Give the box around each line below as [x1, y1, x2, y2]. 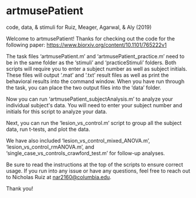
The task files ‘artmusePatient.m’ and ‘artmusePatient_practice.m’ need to [6, 52, 185, 60]
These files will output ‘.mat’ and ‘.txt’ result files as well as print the [6, 71, 169, 78]
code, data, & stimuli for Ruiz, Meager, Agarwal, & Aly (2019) [6, 24, 152, 31]
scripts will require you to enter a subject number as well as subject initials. [6, 65, 188, 72]
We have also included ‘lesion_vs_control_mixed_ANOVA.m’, [6, 137, 151, 144]
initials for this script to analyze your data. [6, 108, 107, 115]
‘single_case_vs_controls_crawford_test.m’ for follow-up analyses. [6, 149, 165, 157]
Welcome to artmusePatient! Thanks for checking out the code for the [6, 35, 175, 42]
